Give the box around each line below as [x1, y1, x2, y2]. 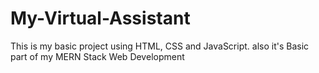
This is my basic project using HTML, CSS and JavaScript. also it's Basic [10, 40, 310, 52]
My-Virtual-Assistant [10, 7, 191, 30]
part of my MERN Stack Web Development [10, 50, 185, 62]
